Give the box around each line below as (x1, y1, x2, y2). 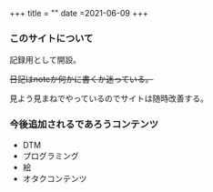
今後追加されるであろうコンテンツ (9, 118, 159, 131)
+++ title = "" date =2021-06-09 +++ (9, 8, 148, 18)
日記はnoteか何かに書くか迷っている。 (9, 74, 154, 85)
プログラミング (22, 150, 79, 161)
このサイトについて (9, 32, 94, 45)
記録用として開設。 (9, 55, 82, 66)
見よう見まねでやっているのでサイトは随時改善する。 (9, 93, 209, 104)
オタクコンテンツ (22, 173, 87, 184)
